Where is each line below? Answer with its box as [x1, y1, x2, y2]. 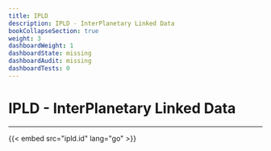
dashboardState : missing [8, 49, 92, 57]
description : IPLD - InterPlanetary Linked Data [8, 19, 175, 27]
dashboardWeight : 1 [8, 42, 74, 50]
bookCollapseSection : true [8, 27, 99, 35]
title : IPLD [8, 11, 48, 20]
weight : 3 [8, 34, 42, 43]
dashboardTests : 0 [8, 65, 70, 73]
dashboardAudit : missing [8, 57, 92, 65]
